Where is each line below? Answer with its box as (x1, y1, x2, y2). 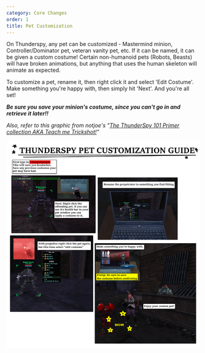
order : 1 (6, 16, 29, 23)
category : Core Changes (6, 10, 68, 16)
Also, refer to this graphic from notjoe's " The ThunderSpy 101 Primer (6, 122, 180, 129)
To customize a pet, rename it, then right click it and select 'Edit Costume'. (6, 79, 195, 86)
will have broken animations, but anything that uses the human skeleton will (6, 60, 198, 68)
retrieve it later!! (6, 110, 49, 117)
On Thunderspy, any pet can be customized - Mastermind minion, (6, 41, 173, 48)
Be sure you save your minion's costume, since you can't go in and (6, 103, 181, 111)
